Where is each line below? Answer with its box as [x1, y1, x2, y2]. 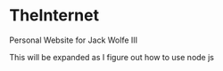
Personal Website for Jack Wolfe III [9, 35, 138, 45]
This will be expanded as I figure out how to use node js [9, 51, 214, 62]
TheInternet [9, 5, 100, 26]
